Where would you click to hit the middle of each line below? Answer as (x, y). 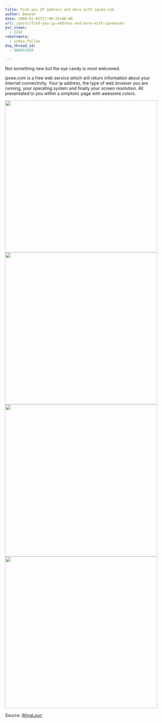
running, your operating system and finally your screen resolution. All (74, 88)
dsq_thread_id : (20, 46)
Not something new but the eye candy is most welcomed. (63, 68)
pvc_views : (16, 28)
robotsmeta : (17, 37)
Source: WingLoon (24, 715)
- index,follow (25, 41)
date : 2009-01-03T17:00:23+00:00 (39, 18)
